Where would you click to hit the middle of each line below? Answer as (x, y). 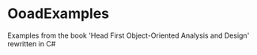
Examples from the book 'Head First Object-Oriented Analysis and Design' (128, 35)
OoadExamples (59, 14)
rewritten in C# (32, 43)
